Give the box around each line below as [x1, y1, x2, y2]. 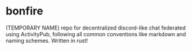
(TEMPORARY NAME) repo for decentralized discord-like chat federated [5, 24, 186, 31]
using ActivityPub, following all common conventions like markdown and [5, 30, 186, 37]
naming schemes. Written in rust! [5, 37, 88, 44]
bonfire [5, 4, 44, 18]
